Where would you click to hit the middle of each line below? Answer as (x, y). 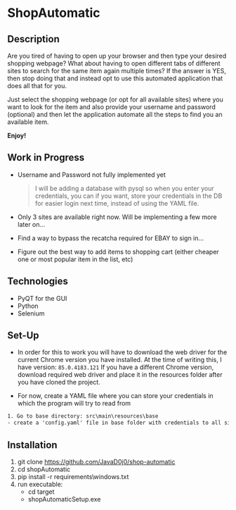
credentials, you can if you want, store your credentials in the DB (129, 196)
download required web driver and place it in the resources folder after (120, 375)
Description (33, 39)
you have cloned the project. (59, 382)
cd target (41, 492)
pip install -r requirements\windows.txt (73, 477)
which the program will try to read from (74, 404)
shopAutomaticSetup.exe (64, 499)
